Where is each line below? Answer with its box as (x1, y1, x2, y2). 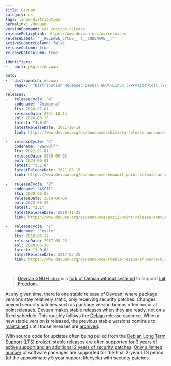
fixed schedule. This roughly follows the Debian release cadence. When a (5, 312, 160, 319)
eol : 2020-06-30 (14, 243, 49, 248)
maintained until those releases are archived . (5, 323, 99, 329)
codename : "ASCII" (14, 186, 53, 191)
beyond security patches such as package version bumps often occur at (5, 301, 157, 307)
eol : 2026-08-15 (14, 116, 49, 121)
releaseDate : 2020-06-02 (14, 153, 67, 159)
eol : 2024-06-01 (14, 158, 49, 163)
